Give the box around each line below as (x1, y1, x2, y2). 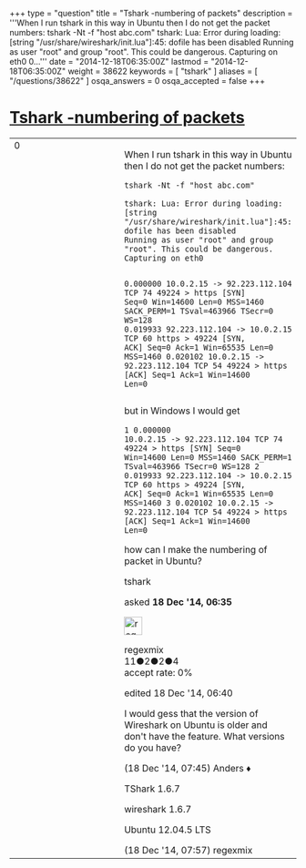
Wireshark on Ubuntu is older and (124, 719, 269, 731)
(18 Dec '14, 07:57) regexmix (124, 843, 253, 856)
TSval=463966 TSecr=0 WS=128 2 (124, 461, 260, 472)
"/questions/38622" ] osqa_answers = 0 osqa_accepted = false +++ (9, 76, 266, 86)
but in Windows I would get (124, 404, 240, 417)
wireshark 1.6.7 (124, 802, 192, 815)
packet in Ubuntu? (124, 555, 202, 567)
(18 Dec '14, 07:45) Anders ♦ (124, 761, 252, 774)
